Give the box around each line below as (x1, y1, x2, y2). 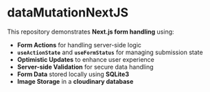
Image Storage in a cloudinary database (16, 77, 134, 85)
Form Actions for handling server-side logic (16, 41, 142, 49)
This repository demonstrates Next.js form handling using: (7, 27, 174, 36)
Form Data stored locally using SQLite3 (16, 70, 129, 78)
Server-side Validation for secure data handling (16, 62, 154, 71)
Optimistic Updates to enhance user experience (16, 55, 154, 63)
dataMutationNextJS (7, 5, 129, 21)
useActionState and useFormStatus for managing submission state (16, 48, 204, 56)
